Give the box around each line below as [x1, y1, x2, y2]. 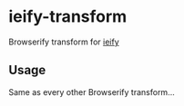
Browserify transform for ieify [8, 36, 119, 47]
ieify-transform [8, 6, 128, 27]
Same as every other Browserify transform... [8, 86, 175, 97]
